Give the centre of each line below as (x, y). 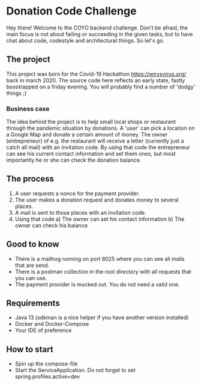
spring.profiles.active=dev (47, 376)
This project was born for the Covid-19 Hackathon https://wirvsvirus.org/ (96, 74)
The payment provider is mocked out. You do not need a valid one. (97, 284)
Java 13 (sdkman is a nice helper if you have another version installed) (102, 317)
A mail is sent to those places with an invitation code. (80, 212)
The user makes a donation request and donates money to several (97, 200)
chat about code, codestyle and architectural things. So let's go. (85, 40)
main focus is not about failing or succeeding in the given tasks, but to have (100, 34)
